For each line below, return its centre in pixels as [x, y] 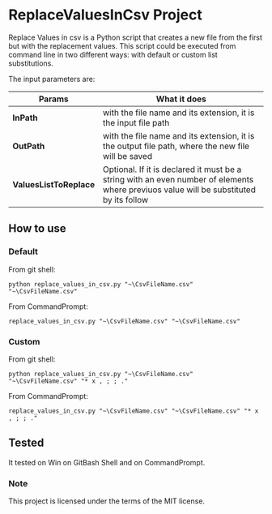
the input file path [136, 122]
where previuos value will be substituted [179, 190]
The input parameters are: [52, 79]
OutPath [29, 146]
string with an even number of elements [178, 179]
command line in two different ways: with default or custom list [113, 54]
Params [53, 99]
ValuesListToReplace [54, 184]
